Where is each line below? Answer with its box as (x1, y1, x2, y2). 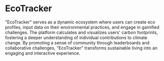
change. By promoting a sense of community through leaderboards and (5, 40, 150, 45)
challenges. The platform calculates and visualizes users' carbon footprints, (5, 29, 158, 35)
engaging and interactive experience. (5, 50, 81, 56)
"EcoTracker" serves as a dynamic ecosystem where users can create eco (5, 19, 156, 25)
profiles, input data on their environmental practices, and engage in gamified (5, 24, 160, 30)
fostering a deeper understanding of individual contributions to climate (5, 35, 148, 41)
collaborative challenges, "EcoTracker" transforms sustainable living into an (5, 45, 158, 51)
